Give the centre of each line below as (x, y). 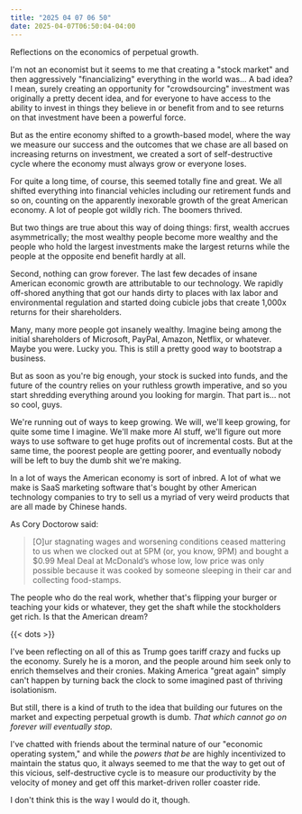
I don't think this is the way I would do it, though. (100, 800)
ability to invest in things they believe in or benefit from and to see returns (147, 107)
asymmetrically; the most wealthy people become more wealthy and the (144, 236)
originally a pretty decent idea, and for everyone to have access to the (141, 98)
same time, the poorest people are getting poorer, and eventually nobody (146, 450)
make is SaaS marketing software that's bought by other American (133, 487)
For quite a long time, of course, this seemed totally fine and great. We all (146, 180)
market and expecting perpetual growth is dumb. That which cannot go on (149, 717)
